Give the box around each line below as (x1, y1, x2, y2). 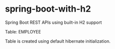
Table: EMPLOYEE (5, 29, 41, 34)
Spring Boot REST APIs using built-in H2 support (5, 19, 102, 25)
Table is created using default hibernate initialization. (5, 38, 111, 44)
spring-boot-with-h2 (5, 3, 91, 15)
